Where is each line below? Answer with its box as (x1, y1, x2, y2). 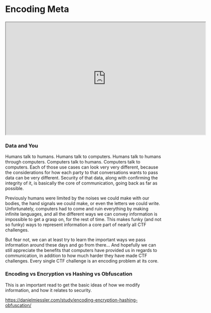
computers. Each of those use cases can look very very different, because (5, 164, 159, 170)
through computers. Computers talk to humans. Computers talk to (5, 159, 141, 165)
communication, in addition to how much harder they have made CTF (5, 252, 148, 258)
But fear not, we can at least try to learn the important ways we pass (5, 236, 146, 243)
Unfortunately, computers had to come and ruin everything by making (5, 206, 149, 212)
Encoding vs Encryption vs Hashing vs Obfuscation (5, 270, 133, 277)
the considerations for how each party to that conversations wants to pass (5, 169, 158, 175)
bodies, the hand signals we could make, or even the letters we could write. (5, 200, 161, 206)
